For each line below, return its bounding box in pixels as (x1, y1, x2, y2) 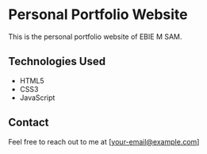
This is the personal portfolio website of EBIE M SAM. (8, 32, 182, 41)
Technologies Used (8, 55, 105, 68)
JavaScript (19, 93, 56, 102)
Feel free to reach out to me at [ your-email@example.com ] (8, 137, 200, 146)
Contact (8, 116, 49, 129)
